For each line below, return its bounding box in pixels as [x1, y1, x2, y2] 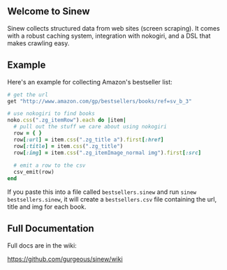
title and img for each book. [7, 202, 87, 211]
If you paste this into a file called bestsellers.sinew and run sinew [7, 188, 197, 196]
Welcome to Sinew [7, 6, 90, 17]
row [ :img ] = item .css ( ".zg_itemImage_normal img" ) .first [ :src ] [13, 149, 201, 156]
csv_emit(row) [13, 169, 54, 176]
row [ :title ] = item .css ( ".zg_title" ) [13, 142, 124, 149]
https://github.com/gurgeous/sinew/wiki [7, 255, 124, 263]
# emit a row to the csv [13, 162, 86, 170]
